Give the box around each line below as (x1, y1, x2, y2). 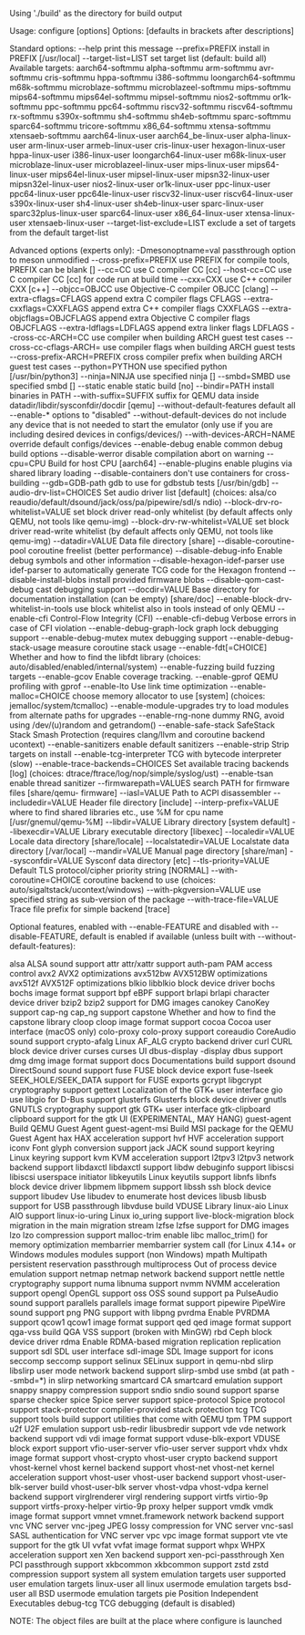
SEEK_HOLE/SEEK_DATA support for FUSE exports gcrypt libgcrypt (9, 1075, 262, 1085)
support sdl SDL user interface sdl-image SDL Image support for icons (9, 1346, 274, 1357)
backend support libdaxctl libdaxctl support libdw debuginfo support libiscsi (9, 1162, 294, 1173)
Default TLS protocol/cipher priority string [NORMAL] (9, 865, 209, 875)
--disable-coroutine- (217, 535, 295, 546)
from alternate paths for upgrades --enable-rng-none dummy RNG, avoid (9, 710, 285, 720)
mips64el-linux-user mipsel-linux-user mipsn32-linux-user (49, 169, 270, 180)
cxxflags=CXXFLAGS (9, 303, 89, 314)
